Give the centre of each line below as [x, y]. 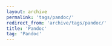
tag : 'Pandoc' [24, 34]
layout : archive [27, 12]
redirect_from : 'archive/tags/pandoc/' [57, 23]
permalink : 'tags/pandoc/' [40, 17]
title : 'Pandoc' [27, 28]
